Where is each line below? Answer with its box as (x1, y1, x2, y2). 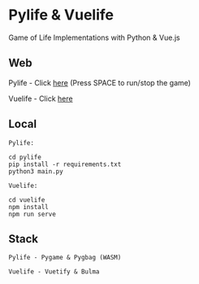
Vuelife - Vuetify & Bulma (8, 268, 100, 276)
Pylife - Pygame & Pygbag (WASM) (8, 254, 122, 262)
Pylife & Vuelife (8, 6, 114, 24)
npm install (8, 203, 49, 211)
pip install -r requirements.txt (8, 160, 122, 168)
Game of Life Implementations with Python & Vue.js (8, 33, 180, 42)
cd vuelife (8, 195, 45, 204)
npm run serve (8, 210, 57, 218)
